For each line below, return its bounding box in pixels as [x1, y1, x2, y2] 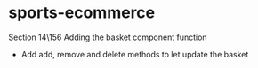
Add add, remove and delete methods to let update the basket [20, 49, 249, 59]
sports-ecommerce [8, 3, 156, 23]
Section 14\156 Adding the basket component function [8, 32, 207, 42]
